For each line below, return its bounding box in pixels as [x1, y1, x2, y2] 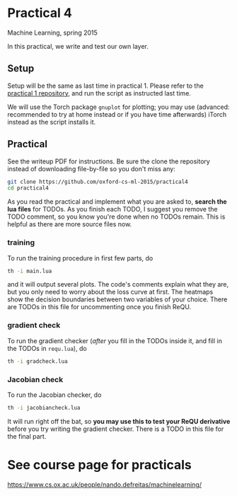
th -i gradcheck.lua [7, 357, 69, 365]
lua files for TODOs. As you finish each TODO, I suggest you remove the [7, 205, 218, 214]
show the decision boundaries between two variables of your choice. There [7, 295, 228, 304]
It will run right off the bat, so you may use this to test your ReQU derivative [7, 417, 231, 425]
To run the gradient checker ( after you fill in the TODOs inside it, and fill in [7, 336, 223, 345]
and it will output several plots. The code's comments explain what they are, [7, 280, 229, 289]
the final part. [7, 432, 47, 440]
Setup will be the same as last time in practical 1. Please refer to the [7, 81, 204, 90]
